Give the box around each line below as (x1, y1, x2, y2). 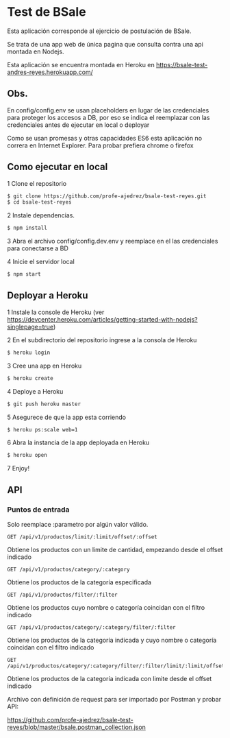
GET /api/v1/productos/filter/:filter (7, 591, 118, 598)
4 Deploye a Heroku (7, 387, 64, 395)
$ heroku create (7, 374, 53, 381)
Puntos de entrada (7, 505, 70, 514)
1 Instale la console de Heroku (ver (7, 308, 105, 316)
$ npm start (7, 271, 41, 278)
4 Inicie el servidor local (7, 258, 75, 266)
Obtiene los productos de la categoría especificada (7, 578, 152, 586)
